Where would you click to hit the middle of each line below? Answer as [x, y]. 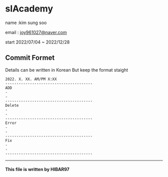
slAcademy [29, 9]
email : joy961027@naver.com [36, 32]
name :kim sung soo [26, 23]
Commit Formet [30, 58]
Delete [12, 105]
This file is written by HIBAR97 [37, 169]
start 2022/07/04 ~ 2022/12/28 [37, 42]
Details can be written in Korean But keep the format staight [67, 70]
